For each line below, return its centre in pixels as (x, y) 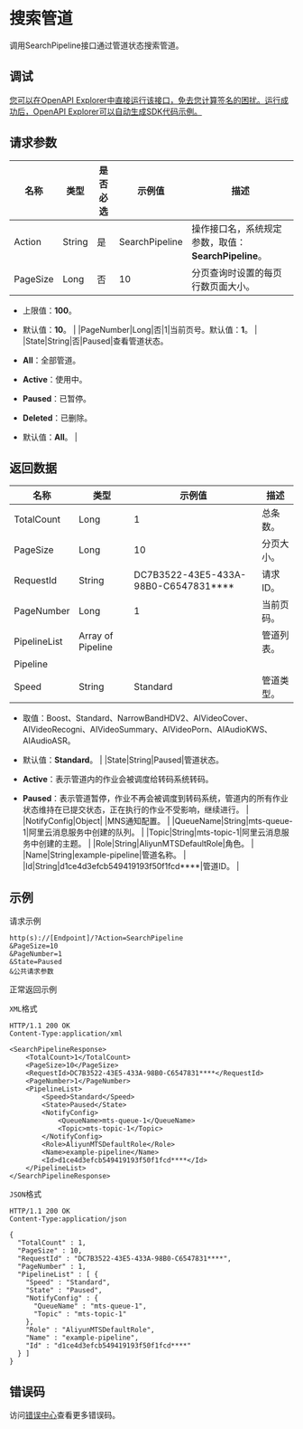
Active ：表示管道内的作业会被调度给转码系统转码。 (118, 780)
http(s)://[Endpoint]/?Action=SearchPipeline (96, 938)
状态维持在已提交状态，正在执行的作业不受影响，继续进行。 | (136, 809)
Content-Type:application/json (68, 1219)
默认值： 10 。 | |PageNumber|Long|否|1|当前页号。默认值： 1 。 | (140, 329)
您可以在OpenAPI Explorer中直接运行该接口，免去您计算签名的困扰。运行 (145, 99)
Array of (96, 636)
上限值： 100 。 (49, 310)
